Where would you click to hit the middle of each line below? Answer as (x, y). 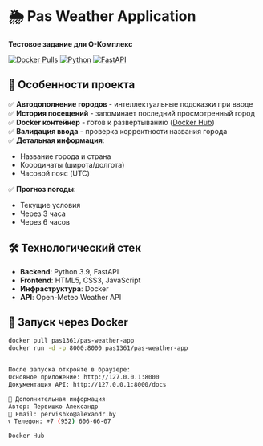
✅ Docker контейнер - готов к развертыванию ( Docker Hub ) (111, 122)
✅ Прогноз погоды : (42, 189)
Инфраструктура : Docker (64, 288)
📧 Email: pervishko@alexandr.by (62, 414)
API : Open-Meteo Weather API (71, 297)
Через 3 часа (42, 213)
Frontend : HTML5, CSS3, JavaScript (80, 280)
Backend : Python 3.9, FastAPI (69, 271)
